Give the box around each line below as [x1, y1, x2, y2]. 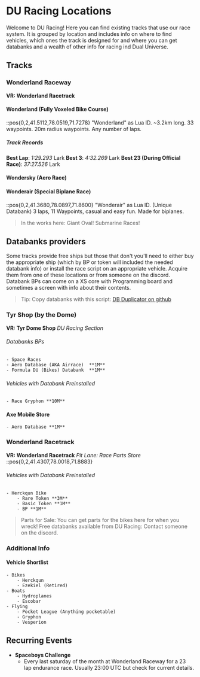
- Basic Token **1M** [17, 500, 70, 506]
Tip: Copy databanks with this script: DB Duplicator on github [20, 296, 172, 303]
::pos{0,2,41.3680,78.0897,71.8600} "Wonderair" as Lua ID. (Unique [6, 201, 172, 208]
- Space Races [6, 356, 42, 363]
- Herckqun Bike [6, 490, 47, 496]
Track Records [6, 139, 44, 146]
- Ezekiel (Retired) [17, 582, 68, 588]
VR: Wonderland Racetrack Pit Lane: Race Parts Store [6, 451, 141, 459]
